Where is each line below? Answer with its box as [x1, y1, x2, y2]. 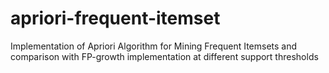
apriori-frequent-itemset [10, 7, 221, 30]
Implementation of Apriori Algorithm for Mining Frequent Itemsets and [10, 40, 298, 52]
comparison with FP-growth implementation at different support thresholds [10, 50, 319, 62]
